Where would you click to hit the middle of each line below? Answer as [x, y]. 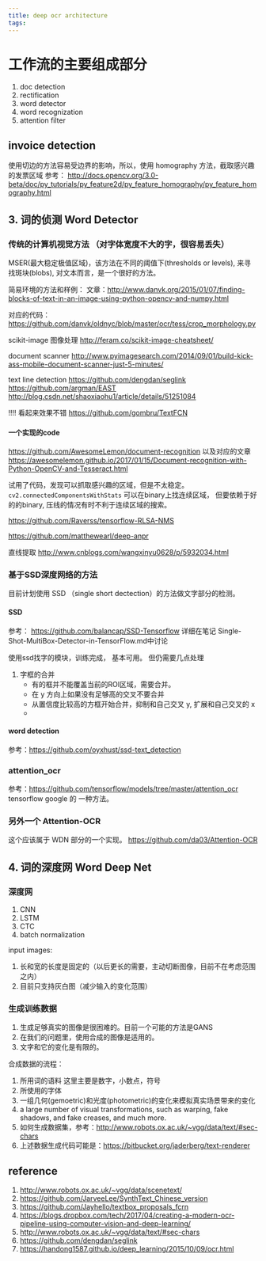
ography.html [30, 193]
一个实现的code [34, 432]
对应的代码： [29, 314]
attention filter [42, 120]
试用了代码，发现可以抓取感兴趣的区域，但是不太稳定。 [98, 485]
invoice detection [52, 145]
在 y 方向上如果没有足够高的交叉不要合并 [98, 694]
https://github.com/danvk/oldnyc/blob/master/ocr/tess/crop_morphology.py [132, 323]
